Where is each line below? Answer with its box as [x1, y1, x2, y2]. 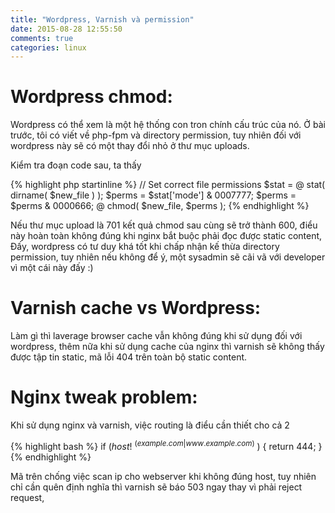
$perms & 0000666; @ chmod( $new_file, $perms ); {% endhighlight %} [10, 200, 310, 212]
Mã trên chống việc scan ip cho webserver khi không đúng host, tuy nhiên [10, 470, 317, 482]
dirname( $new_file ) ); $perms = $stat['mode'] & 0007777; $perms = [10, 189, 297, 201]
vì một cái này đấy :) [10, 262, 94, 274]
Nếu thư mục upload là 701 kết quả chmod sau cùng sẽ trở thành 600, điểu [10, 219, 318, 231]
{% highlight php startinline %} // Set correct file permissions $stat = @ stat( [10, 179, 326, 191]
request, [10, 491, 45, 503]
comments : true [10, 33, 74, 43]
